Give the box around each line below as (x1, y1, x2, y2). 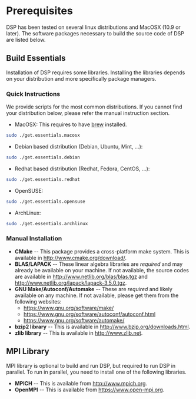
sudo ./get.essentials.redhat (6, 176, 81, 182)
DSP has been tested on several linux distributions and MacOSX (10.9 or (6, 24, 181, 31)
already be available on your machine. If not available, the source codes (14, 266, 190, 273)
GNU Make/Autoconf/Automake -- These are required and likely (14, 285, 172, 292)
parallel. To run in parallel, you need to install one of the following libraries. (6, 368, 187, 375)
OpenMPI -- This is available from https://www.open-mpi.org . (14, 386, 165, 393)
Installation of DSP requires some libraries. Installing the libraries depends (6, 69, 185, 76)
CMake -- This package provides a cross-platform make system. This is (14, 248, 190, 255)
